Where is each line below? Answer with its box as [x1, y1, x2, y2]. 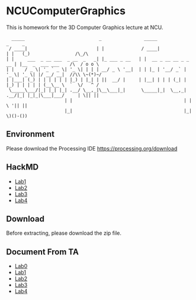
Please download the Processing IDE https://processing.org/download [6, 145, 178, 152]
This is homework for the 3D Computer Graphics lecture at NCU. [6, 24, 163, 31]
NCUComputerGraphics [6, 4, 126, 18]
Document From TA [6, 247, 79, 257]
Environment [6, 129, 55, 139]
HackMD [6, 162, 39, 173]
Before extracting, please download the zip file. [6, 229, 121, 237]
